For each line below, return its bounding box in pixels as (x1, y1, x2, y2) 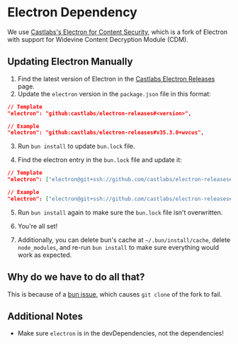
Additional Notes (7, 310, 84, 322)
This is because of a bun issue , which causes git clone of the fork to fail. (7, 289, 222, 298)
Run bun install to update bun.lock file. (17, 142, 135, 151)
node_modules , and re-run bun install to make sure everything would (17, 243, 220, 251)
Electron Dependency (7, 4, 138, 21)
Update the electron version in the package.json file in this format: (17, 89, 211, 98)
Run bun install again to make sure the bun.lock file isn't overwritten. (17, 208, 223, 217)
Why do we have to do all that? (7, 271, 145, 283)
